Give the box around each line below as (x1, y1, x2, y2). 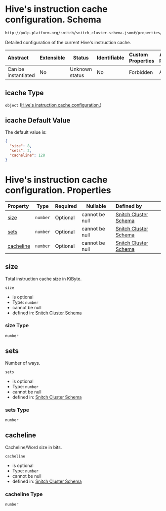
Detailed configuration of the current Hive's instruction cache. (5, 39, 131, 45)
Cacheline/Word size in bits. (5, 444, 62, 450)
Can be (7, 65, 25, 72)
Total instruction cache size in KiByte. (5, 276, 82, 282)
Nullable (86, 202, 106, 209)
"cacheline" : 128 (9, 153, 45, 158)
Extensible (39, 54, 65, 61)
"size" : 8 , (9, 144, 32, 149)
